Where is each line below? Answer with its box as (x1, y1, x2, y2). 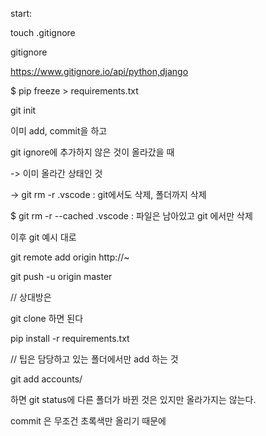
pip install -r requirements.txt (10, 333, 130, 344)
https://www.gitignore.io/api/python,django (10, 66, 189, 77)
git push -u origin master (10, 271, 113, 282)
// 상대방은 (10, 291, 52, 303)
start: (10, 8, 33, 19)
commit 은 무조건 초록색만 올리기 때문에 (10, 415, 167, 427)
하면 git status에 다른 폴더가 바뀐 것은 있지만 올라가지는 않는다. (10, 394, 257, 405)
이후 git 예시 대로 (10, 231, 77, 243)
